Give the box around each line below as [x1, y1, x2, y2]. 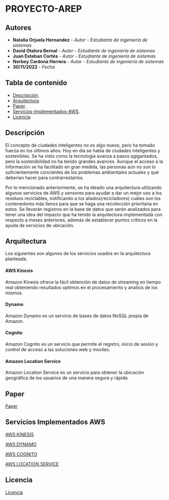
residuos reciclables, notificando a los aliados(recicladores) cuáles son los [5, 195, 161, 201]
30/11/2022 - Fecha [12, 64, 55, 70]
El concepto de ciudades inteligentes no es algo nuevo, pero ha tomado [5, 142, 155, 148]
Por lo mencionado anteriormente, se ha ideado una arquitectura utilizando [5, 184, 162, 190]
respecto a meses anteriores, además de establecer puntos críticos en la [5, 217, 158, 223]
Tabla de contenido [5, 78, 67, 87]
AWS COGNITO [5, 451, 38, 457]
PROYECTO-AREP [5, 3, 82, 15]
